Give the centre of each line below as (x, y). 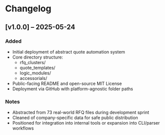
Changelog (28, 9)
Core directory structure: (38, 57)
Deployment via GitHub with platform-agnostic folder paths (73, 89)
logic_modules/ (35, 73)
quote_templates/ (37, 67)
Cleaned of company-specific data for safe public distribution (75, 118)
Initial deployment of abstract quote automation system (69, 52)
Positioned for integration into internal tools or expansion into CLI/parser (86, 123)
